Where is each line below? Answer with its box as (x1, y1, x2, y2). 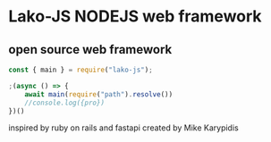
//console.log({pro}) (24, 98, 105, 107)
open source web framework (8, 42, 173, 57)
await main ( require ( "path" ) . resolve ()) (24, 89, 174, 99)
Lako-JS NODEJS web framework (8, 6, 262, 27)
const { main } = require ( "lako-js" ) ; (8, 65, 153, 74)
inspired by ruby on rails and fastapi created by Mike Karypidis (8, 122, 239, 133)
